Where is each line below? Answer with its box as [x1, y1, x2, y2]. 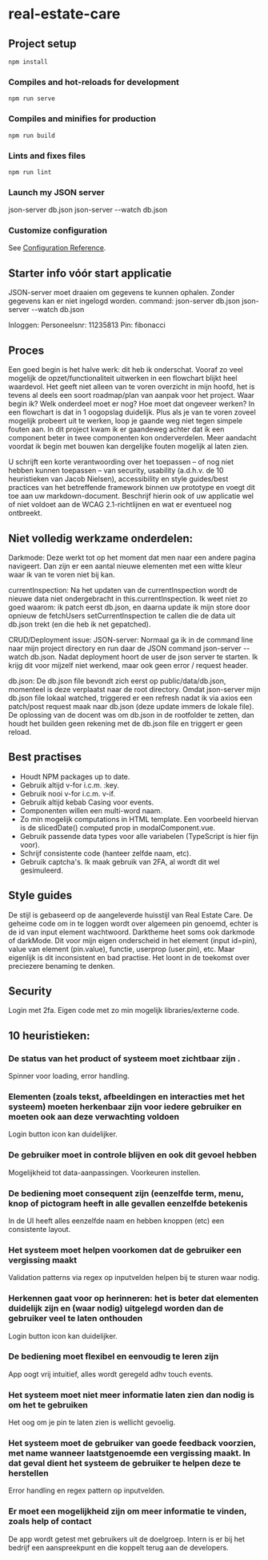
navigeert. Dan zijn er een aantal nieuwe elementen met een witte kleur [8, 561, 242, 570]
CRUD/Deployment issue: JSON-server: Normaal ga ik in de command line [8, 634, 254, 644]
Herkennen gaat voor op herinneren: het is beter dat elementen [8, 1293, 258, 1304]
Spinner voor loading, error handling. [8, 1072, 130, 1081]
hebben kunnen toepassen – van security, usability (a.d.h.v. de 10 [8, 466, 224, 476]
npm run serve [8, 95, 56, 103]
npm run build [8, 132, 56, 140]
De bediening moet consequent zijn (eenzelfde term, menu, [8, 1188, 244, 1199]
